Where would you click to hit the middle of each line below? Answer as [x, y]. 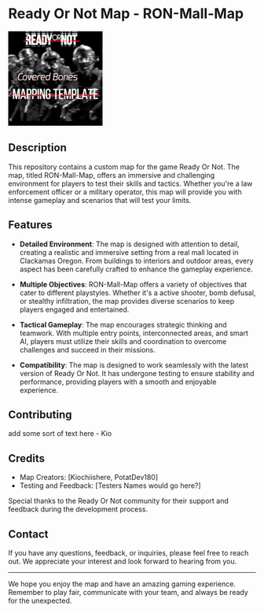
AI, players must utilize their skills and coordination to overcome [123, 341]
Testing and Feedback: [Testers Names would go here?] [110, 486]
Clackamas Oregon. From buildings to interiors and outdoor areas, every [136, 260]
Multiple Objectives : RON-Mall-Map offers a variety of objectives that [133, 284]
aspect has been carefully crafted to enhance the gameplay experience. [136, 269]
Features [30, 225]
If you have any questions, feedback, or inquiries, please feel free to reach [128, 553]
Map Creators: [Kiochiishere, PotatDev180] [89, 478]
